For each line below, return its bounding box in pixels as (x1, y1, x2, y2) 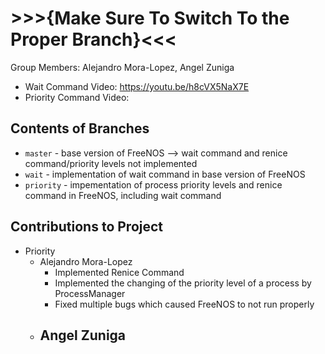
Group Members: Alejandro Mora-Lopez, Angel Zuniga (10, 61, 235, 73)
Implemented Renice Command (54, 266, 185, 278)
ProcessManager (54, 287, 126, 299)
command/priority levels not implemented (24, 157, 198, 169)
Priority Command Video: (24, 91, 130, 103)
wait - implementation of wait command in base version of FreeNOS (24, 168, 306, 180)
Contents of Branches (10, 120, 150, 137)
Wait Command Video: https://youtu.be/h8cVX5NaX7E (24, 80, 250, 92)
